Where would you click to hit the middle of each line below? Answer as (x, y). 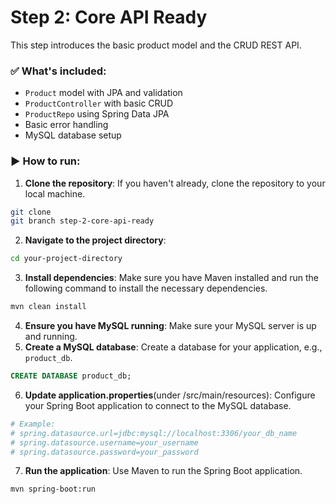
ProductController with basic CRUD (99, 103)
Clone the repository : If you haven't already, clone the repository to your (175, 183)
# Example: (33, 424)
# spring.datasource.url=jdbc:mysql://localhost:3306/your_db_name (154, 433)
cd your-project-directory (66, 259)
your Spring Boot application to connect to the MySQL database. (158, 405)
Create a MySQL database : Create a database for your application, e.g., (173, 347)
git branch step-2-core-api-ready (82, 221)
